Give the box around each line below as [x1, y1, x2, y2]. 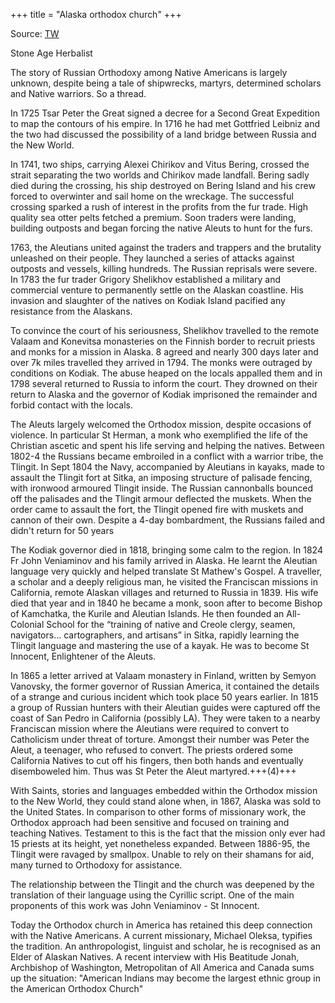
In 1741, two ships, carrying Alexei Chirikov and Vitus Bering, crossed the [10, 159, 310, 170]
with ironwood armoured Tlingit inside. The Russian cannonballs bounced [10, 482, 314, 494]
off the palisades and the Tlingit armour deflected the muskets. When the [10, 493, 312, 504]
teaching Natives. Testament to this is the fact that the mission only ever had [10, 827, 326, 839]
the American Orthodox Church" [10, 983, 144, 994]
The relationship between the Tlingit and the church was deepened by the [10, 879, 315, 890]
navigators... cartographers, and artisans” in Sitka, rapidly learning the [10, 629, 300, 641]
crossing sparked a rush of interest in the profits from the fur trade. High [10, 201, 309, 213]
